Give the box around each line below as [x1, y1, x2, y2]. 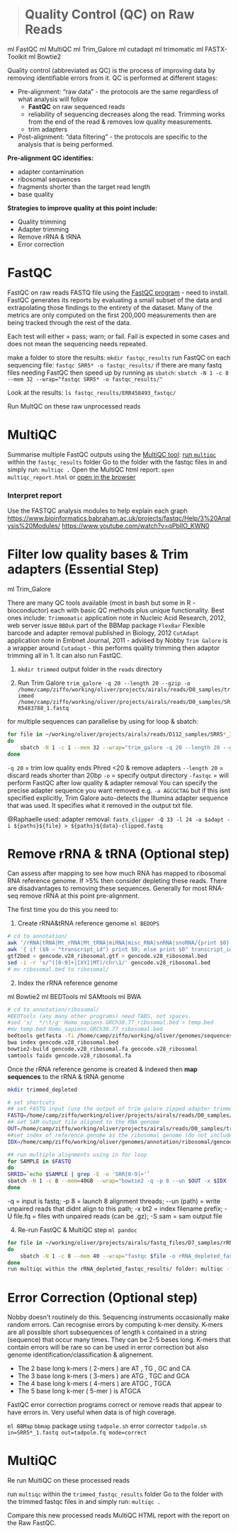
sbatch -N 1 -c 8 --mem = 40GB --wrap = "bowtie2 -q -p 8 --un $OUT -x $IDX [7, 1178, 227, 1185]
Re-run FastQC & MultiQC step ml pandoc [17, 1225, 137, 1234]
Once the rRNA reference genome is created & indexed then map [7, 1065, 198, 1073]
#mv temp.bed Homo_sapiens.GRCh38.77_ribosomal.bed [7, 1026, 163, 1033]
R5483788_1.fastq [17, 705, 69, 712]
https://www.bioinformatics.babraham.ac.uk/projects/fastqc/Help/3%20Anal [7, 514, 231, 523]
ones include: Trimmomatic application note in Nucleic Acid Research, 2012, [7, 614, 226, 622]
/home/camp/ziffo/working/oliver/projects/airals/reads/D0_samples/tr [17, 686, 231, 693]
